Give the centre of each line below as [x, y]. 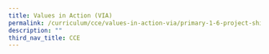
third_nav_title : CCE [44, 38]
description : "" [35, 30]
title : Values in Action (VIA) [60, 15]
